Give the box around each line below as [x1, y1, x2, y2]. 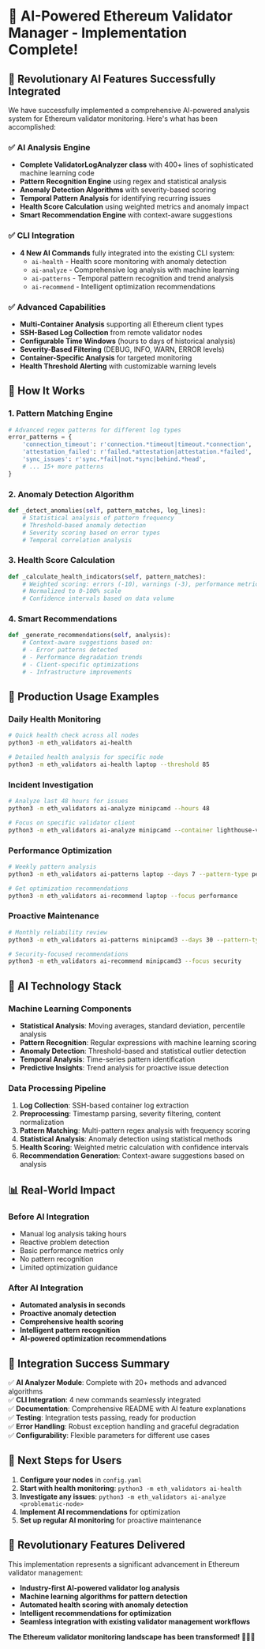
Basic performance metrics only [19, 1245, 125, 1255]
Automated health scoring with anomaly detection [19, 1600, 188, 1609]
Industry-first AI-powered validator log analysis [19, 1583, 180, 1592]
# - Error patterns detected [22, 646, 118, 655]
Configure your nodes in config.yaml [19, 1474, 142, 1485]
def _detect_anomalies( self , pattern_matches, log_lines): [8, 507, 207, 515]
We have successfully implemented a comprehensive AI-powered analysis [8, 106, 250, 115]
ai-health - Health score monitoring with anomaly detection [31, 256, 227, 266]
